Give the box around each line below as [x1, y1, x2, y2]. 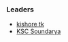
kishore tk [16, 20, 45, 28]
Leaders [6, 5, 35, 14]
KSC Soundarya [16, 27, 61, 35]
